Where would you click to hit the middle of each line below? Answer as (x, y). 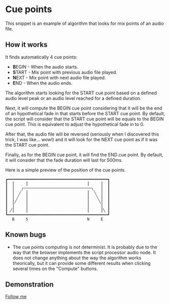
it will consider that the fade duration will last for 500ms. (64, 160)
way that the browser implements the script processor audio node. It (84, 252)
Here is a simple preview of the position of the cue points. (65, 170)
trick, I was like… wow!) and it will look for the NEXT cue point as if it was (81, 139)
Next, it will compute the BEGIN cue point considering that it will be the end (84, 108)
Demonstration (30, 284)
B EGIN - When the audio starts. (45, 66)
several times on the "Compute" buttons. (55, 268)
